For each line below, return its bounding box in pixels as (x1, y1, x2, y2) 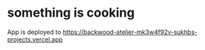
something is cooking (7, 5, 135, 21)
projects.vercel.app (7, 35, 63, 43)
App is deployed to (7, 28, 61, 36)
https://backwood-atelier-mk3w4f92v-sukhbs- (62, 28, 197, 36)
